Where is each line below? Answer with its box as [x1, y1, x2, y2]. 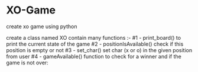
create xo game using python [6, 23, 77, 30]
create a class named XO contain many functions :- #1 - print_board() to [6, 34, 181, 41]
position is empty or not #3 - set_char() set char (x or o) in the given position [6, 46, 193, 53]
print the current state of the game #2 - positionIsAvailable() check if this [6, 40, 184, 47]
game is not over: [6, 59, 48, 66]
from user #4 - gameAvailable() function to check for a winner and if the [6, 53, 182, 60]
